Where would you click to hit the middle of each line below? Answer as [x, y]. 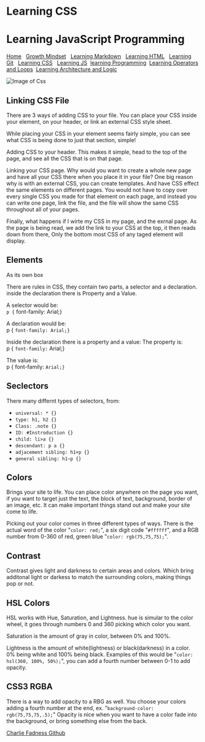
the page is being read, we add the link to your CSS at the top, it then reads [101, 227]
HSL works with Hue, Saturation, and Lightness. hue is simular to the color [100, 618]
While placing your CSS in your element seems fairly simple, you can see [99, 134]
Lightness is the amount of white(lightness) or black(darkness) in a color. [98, 648]
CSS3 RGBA [30, 687]
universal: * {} [36, 413]
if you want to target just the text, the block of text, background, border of [99, 499]
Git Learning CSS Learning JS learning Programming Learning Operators [102, 63]
